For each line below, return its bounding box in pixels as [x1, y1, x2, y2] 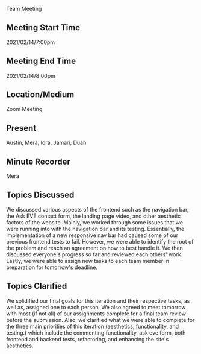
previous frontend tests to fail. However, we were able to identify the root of [6, 238, 194, 245]
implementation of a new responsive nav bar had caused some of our [6, 232, 179, 239]
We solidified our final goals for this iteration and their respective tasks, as [6, 297, 190, 304]
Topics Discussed [6, 190, 75, 200]
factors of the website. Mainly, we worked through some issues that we [6, 218, 184, 226]
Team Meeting [6, 5, 42, 12]
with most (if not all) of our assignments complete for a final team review [6, 310, 187, 317]
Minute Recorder [6, 156, 70, 166]
